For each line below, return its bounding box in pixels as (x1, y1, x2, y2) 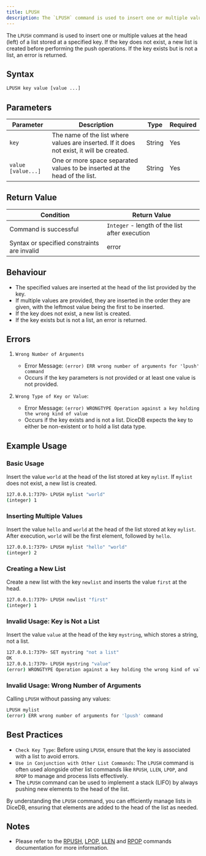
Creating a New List (6, 564, 66, 573)
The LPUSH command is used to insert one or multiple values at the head (6, 31, 188, 39)
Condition (40, 210, 70, 219)
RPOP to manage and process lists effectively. (15, 772, 129, 779)
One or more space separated (51, 156, 138, 165)
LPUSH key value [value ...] (6, 85, 81, 92)
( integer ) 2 (6, 550, 37, 556)
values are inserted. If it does (51, 139, 135, 147)
